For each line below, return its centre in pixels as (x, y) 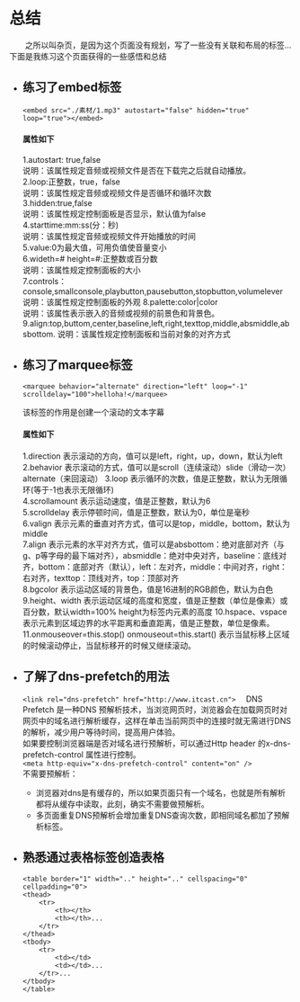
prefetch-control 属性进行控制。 (81, 754)
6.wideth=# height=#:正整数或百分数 (90, 258)
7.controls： (44, 281)
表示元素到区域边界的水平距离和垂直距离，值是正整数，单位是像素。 (148, 622)
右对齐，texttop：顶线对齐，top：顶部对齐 (101, 577)
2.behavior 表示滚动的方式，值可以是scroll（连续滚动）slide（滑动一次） (156, 467)
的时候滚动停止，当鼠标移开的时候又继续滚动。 (109, 645)
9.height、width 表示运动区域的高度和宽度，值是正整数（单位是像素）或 (155, 600)
